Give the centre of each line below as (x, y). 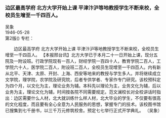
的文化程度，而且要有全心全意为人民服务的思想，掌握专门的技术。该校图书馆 (83, 104)
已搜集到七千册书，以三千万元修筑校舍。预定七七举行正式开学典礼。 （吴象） (83, 111)
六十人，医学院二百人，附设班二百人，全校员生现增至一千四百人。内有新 (87, 67)
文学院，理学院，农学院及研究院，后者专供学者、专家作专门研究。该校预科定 (83, 79)
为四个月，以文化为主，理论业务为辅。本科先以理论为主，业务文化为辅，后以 (83, 86)
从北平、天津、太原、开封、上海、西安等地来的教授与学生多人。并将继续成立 (83, 74)
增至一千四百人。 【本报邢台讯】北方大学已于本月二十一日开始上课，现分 (79, 55)
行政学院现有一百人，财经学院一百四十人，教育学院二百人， (96, 61)
